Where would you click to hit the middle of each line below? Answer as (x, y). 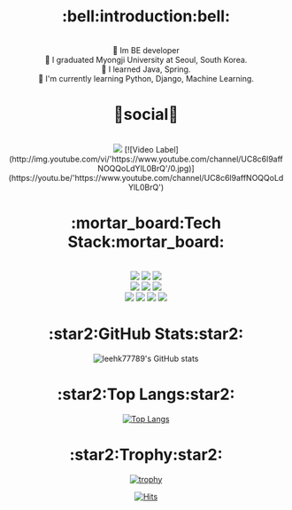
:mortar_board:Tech (146, 223)
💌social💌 (146, 115)
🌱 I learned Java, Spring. (146, 69)
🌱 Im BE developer (146, 50)
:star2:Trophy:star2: (146, 455)
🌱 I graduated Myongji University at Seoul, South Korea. (146, 59)
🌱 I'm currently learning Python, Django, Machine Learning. (146, 78)
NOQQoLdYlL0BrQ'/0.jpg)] (146, 168)
